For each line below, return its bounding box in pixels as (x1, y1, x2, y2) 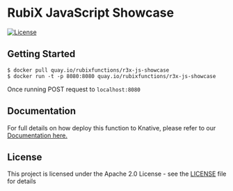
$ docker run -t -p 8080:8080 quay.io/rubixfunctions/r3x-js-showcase (7, 72, 216, 79)
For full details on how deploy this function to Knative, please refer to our (7, 123, 216, 132)
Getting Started (7, 48, 76, 60)
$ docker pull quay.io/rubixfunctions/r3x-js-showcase (7, 66, 170, 74)
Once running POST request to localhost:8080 (7, 85, 141, 93)
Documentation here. (7, 131, 68, 139)
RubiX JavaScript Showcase (7, 5, 175, 21)
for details (7, 177, 36, 185)
